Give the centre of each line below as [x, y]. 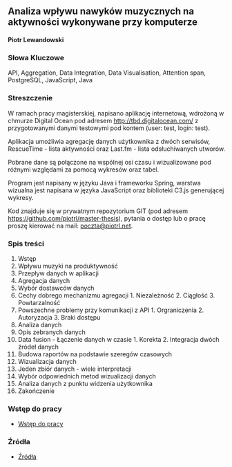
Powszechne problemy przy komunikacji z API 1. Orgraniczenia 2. [111, 310]
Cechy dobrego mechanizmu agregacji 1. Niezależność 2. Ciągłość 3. [116, 295]
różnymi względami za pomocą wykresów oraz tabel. [84, 170]
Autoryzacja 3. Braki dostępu [59, 317]
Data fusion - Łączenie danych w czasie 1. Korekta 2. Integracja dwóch [118, 339]
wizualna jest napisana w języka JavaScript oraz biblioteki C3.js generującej [116, 190]
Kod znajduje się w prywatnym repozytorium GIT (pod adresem [98, 211]
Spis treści [26, 244]
